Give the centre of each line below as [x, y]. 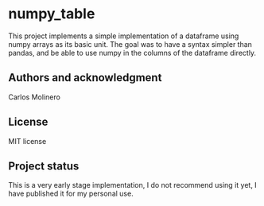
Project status [44, 166]
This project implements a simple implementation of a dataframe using [124, 36]
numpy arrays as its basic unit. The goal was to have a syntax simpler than [130, 44]
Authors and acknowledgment [85, 78]
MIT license [27, 141]
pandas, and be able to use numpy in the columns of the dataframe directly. [132, 52]
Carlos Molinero [35, 97]
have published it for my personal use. [71, 194]
